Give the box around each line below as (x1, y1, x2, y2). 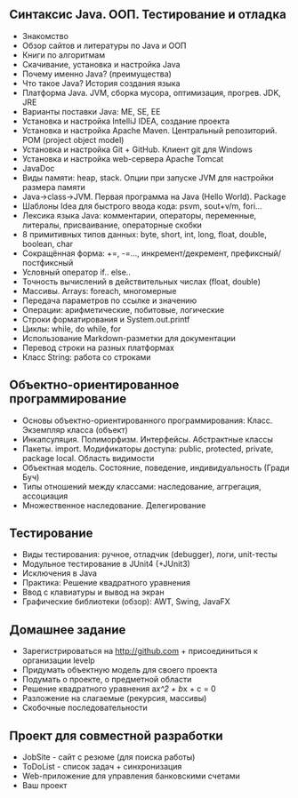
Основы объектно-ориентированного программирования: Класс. (21, 415, 273, 426)
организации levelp (21, 655, 95, 666)
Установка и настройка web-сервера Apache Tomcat (21, 153, 224, 164)
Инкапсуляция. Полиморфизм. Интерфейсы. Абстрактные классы (21, 434, 274, 444)
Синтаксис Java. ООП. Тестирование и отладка (9, 7, 286, 22)
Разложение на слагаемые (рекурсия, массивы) (21, 693, 207, 704)
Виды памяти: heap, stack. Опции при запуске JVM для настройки (21, 172, 274, 183)
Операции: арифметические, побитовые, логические (21, 304, 225, 315)
